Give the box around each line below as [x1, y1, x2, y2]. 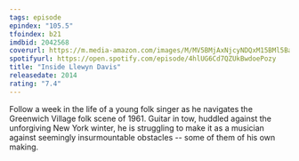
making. [9, 141, 39, 152]
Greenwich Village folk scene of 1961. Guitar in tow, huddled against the [9, 113, 271, 124]
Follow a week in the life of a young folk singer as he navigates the [9, 103, 254, 114]
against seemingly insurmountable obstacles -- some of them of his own [9, 132, 276, 142]
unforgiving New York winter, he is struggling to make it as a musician [9, 122, 265, 133]
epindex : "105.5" [9, 21, 74, 30]
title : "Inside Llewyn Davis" [9, 63, 122, 72]
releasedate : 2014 [9, 71, 77, 80]
